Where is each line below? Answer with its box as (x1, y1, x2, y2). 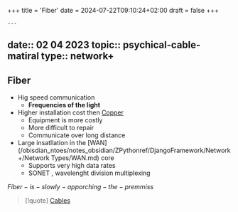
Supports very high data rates (28, 161, 116, 170)
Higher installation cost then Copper (17, 108, 124, 117)
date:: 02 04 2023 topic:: (7, 39, 121, 51)
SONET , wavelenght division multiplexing (28, 169, 151, 177)
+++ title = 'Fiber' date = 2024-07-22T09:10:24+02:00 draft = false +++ (7, 6, 219, 14)
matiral (7, 50, 39, 63)
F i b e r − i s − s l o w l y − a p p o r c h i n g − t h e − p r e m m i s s (7, 183, 154, 191)
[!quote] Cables (24, 196, 71, 205)
